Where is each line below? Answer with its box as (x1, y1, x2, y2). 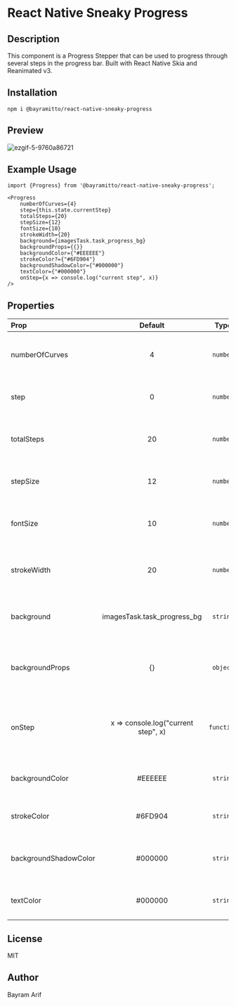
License (7, 933, 43, 945)
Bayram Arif (7, 990, 42, 999)
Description (7, 33, 60, 45)
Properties (7, 299, 55, 311)
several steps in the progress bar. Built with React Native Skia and (7, 59, 198, 67)
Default (139, 321, 165, 330)
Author (7, 972, 39, 984)
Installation (7, 86, 58, 99)
